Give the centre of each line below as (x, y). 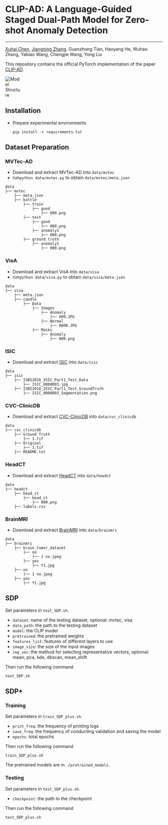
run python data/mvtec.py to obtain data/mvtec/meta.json (71, 178)
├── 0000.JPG (63, 325)
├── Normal (52, 321)
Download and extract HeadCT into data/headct (62, 475)
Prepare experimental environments (49, 123)
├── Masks (42, 330)
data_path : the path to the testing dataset (55, 625)
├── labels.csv (30, 506)
